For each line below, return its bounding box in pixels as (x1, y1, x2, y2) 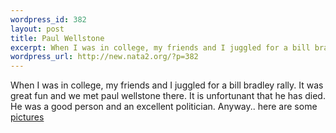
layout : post (10, 24, 65, 34)
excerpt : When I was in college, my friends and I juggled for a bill (10, 42, 311, 53)
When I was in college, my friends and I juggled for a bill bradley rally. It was (10, 79, 324, 91)
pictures (10, 111, 45, 123)
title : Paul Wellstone (10, 33, 105, 43)
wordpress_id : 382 (10, 14, 87, 25)
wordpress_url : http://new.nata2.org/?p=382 (10, 52, 199, 62)
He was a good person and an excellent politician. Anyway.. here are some (10, 101, 318, 113)
